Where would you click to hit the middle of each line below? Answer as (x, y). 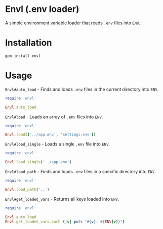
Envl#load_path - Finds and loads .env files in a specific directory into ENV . (81, 172)
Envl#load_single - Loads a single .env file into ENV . (58, 144)
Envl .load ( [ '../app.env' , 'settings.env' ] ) (51, 135)
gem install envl (23, 56)
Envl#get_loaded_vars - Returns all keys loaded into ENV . (62, 199)
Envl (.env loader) (42, 9)
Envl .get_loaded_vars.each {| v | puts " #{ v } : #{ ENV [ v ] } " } (65, 222)
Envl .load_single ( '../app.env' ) (38, 162)
